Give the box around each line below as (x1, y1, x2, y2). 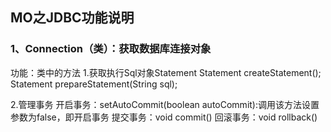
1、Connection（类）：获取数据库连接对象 (10, 42, 212, 56)
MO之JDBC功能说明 (10, 9, 135, 27)
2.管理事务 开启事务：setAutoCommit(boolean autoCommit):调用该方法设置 (10, 98, 320, 110)
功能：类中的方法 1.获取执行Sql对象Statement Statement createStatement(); (10, 66, 322, 78)
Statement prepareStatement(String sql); (10, 78, 178, 90)
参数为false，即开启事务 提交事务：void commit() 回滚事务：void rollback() (10, 111, 318, 123)
